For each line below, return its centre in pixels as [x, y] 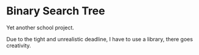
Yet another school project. [40, 27]
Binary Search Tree [56, 11]
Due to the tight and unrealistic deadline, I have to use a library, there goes [100, 39]
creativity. [19, 45]
